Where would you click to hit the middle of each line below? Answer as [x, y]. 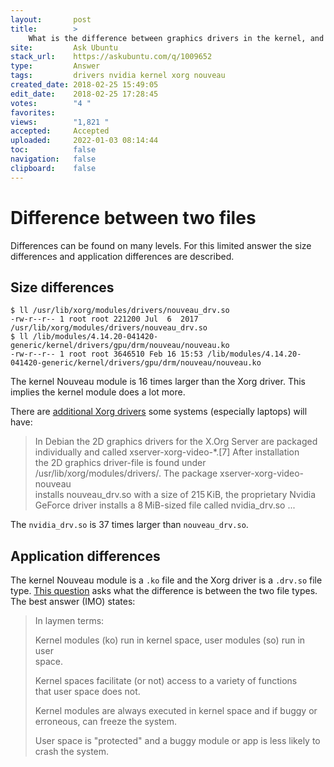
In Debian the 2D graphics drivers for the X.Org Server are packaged [176, 442]
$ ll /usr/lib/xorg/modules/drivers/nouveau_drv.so [120, 311]
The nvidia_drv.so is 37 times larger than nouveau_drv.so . [129, 525]
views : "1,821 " [60, 122]
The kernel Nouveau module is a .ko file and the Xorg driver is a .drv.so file [166, 580]
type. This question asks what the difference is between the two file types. [164, 591]
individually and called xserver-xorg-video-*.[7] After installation [167, 452]
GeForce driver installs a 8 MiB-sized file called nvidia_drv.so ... [165, 505]
